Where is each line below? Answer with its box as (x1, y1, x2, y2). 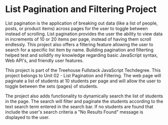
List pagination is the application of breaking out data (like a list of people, (5, 20, 158, 26)
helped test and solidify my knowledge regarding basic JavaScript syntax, (5, 52, 158, 58)
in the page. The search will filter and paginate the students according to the (5, 98, 163, 104)
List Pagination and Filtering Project (5, 4, 157, 15)
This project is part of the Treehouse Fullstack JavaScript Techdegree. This (5, 67, 161, 73)
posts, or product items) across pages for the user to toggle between (5, 25, 148, 31)
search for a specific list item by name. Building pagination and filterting (5, 47, 154, 53)
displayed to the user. (5, 114, 50, 120)
